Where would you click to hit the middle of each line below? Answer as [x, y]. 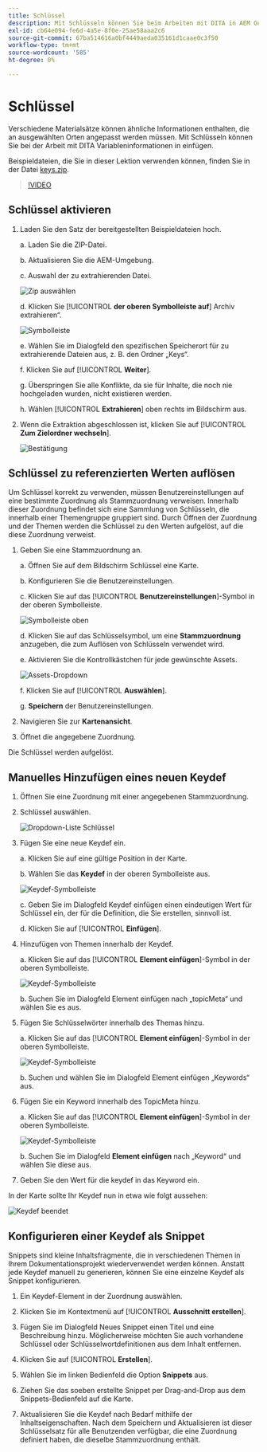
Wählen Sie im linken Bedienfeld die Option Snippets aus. [114, 1375]
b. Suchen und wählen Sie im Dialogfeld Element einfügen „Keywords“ [135, 1077]
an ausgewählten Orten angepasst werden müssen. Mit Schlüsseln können [130, 137]
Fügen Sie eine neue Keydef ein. [73, 843]
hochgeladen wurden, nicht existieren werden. [96, 393]
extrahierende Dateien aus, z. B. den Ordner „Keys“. [104, 354]
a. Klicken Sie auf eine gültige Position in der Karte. [103, 858]
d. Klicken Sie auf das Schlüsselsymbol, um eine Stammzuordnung [130, 636]
